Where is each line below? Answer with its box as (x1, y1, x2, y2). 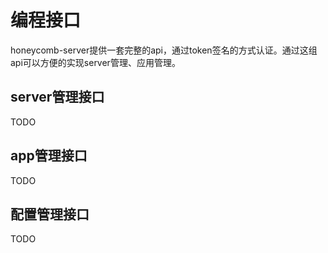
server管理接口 (10, 89, 105, 106)
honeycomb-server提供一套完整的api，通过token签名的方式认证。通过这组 (10, 44, 318, 56)
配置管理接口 (10, 206, 90, 223)
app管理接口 (10, 147, 88, 165)
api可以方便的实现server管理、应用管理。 (10, 56, 181, 68)
